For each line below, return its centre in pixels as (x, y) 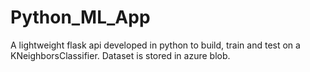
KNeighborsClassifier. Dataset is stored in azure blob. (120, 55)
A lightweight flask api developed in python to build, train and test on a (155, 45)
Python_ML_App (80, 17)
